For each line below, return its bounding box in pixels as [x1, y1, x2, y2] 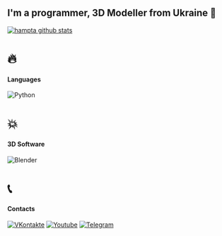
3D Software [7, 140, 45, 148]
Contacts [7, 205, 35, 213]
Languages [7, 75, 41, 84]
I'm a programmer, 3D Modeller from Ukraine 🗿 [7, 7, 217, 19]
